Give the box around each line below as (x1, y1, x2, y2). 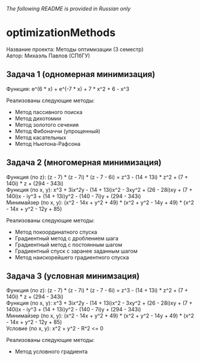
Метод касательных (14, 134, 66, 141)
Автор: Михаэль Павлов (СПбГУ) (6, 52, 90, 59)
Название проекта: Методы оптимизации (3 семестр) (6, 45, 144, 53)
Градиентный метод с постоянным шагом (14, 241, 123, 248)
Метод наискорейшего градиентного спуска (14, 253, 129, 261)
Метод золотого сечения (14, 121, 79, 128)
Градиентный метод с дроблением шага (14, 234, 119, 241)
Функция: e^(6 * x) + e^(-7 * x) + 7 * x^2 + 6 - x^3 (6, 85, 130, 92)
